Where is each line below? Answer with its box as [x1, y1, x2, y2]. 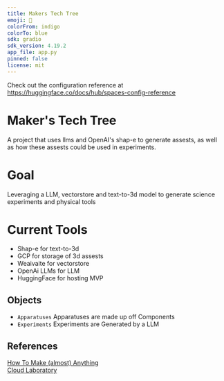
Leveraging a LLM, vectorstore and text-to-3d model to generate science [7, 190, 216, 198]
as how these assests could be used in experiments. [7, 143, 157, 151]
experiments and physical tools [7, 197, 96, 205]
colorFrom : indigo [7, 23, 60, 30]
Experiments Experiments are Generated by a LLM [17, 320, 160, 328]
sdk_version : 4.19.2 [7, 42, 67, 49]
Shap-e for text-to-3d [17, 244, 80, 253]
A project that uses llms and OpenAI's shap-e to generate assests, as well [7, 135, 218, 144]
